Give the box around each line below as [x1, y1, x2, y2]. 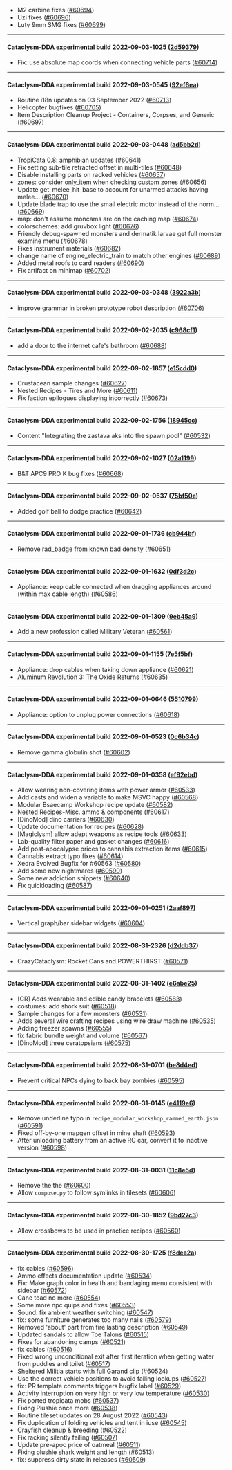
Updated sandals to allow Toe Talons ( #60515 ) [17, 1330, 150, 1339]
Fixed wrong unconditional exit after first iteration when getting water [17, 1352, 214, 1361]
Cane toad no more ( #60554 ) [17, 1294, 101, 1302]
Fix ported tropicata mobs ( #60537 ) [17, 1396, 119, 1404]
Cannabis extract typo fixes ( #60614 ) [17, 852, 124, 860]
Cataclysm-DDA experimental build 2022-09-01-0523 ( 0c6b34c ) [7, 733, 200, 741]
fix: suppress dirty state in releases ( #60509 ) [17, 1455, 146, 1463]
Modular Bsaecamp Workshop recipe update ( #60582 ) [17, 801, 173, 809]
